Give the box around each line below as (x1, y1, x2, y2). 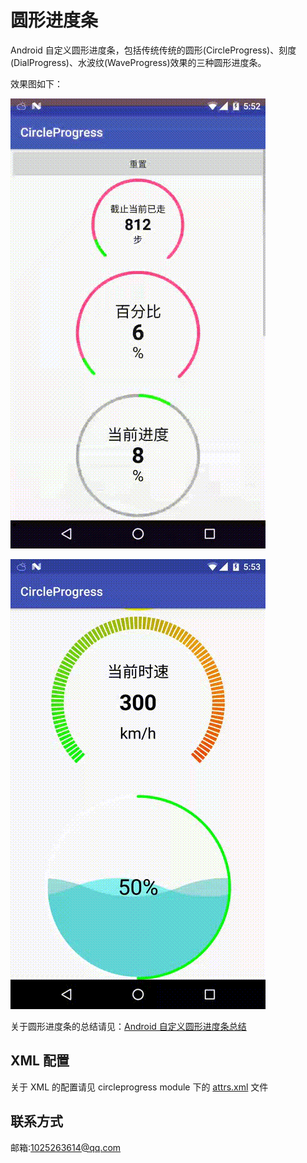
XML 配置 (10, 1052, 70, 1070)
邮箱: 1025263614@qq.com (10, 1141, 122, 1153)
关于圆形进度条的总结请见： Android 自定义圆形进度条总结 (10, 1020, 247, 1032)
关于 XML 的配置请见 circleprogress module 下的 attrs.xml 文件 (10, 1081, 269, 1093)
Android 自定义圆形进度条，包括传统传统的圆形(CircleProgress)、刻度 (10, 44, 297, 56)
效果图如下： (10, 77, 63, 90)
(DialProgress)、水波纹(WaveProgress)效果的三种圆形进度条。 (10, 56, 267, 68)
